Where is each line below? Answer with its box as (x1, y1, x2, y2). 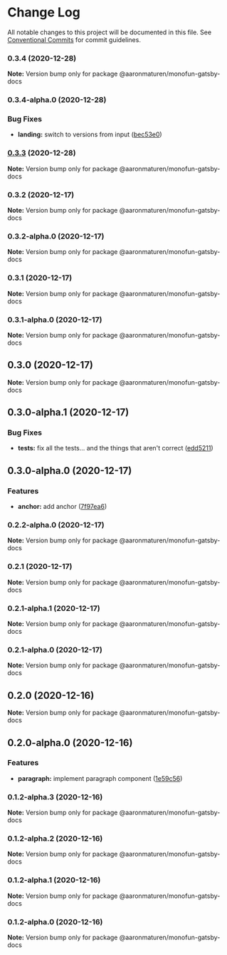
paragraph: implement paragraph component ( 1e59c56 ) (17, 774, 183, 782)
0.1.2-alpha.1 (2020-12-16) (7, 875, 101, 885)
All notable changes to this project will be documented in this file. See (7, 28, 212, 36)
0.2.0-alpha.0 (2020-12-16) (7, 737, 133, 749)
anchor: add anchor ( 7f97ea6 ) (17, 502, 107, 511)
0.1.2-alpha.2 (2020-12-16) (7, 834, 103, 844)
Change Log (7, 4, 80, 21)
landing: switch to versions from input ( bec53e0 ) (17, 130, 162, 139)
